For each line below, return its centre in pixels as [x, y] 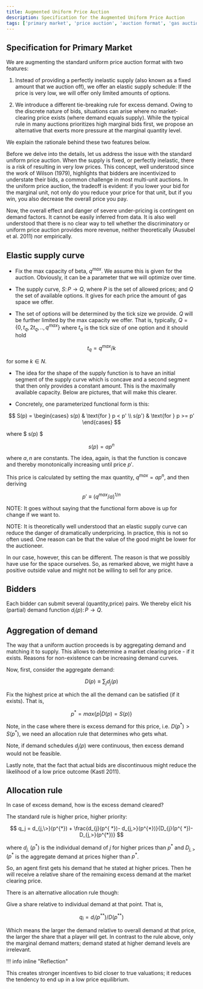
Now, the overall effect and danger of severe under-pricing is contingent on [100, 211]
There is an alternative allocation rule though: [63, 893]
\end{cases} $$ [101, 422]
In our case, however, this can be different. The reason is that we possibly [98, 557]
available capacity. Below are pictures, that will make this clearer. [96, 392]
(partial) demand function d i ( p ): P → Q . [54, 611]
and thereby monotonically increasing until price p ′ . [70, 465]
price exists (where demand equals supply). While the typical [113, 118]
